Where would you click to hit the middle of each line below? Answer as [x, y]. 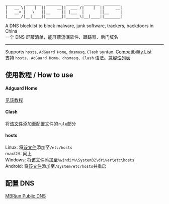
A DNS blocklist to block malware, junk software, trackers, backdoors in [79, 26]
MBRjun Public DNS [26, 196]
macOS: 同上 [18, 154]
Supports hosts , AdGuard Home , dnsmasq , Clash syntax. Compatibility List [78, 52]
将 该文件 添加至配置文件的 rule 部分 [41, 124]
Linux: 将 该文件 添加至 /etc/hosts [39, 147]
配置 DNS [20, 184]
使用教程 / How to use [39, 75]
